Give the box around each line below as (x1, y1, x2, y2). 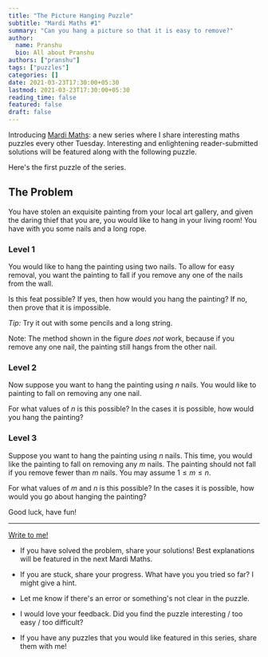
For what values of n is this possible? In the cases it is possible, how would (8, 404, 254, 414)
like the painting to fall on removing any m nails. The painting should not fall (8, 459, 257, 469)
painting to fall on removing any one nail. (8, 389, 142, 398)
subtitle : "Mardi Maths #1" (8, 19, 102, 27)
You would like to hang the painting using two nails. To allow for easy (8, 262, 235, 271)
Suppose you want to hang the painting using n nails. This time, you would (8, 450, 253, 460)
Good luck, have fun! (8, 507, 77, 516)
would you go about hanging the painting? (8, 492, 147, 501)
